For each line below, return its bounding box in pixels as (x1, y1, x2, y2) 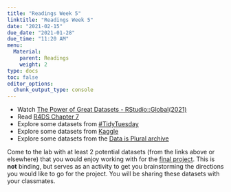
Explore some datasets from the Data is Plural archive (16, 134, 170, 143)
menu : (7, 42, 23, 49)
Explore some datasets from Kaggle (16, 128, 119, 136)
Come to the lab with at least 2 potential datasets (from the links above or (7, 148, 215, 156)
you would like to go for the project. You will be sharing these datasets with (7, 169, 220, 178)
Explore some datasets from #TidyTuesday (16, 120, 139, 128)
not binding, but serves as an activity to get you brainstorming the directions (7, 163, 224, 171)
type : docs (7, 67, 38, 74)
